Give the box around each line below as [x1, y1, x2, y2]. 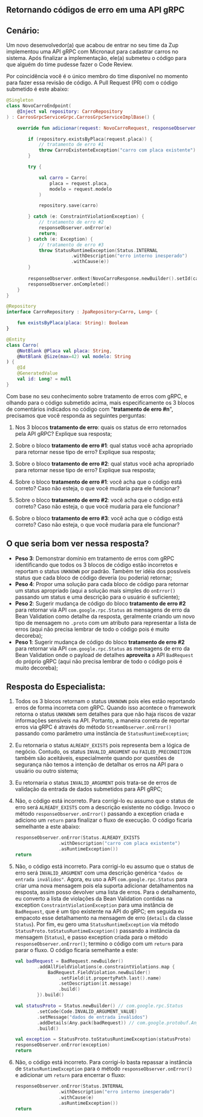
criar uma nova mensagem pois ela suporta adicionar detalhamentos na [14, 882, 194, 889]
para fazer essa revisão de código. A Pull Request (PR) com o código [6, 79, 178, 87]
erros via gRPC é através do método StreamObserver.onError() [14, 724, 172, 731]
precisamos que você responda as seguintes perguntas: [6, 412, 146, 419]
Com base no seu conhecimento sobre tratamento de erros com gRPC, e [6, 392, 187, 399]
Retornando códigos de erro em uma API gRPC [6, 5, 185, 15]
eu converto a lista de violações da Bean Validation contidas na [14, 895, 173, 902]
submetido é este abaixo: [6, 85, 69, 93]
